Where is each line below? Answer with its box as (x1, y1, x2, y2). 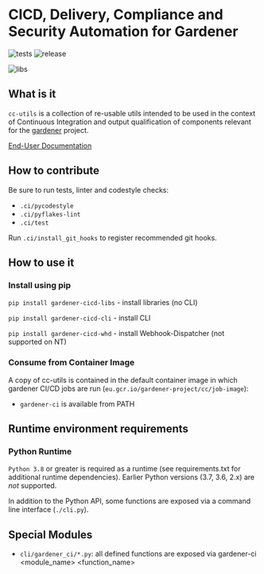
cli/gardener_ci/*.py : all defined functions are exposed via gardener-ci (19, 549, 257, 559)
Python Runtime (8, 446, 72, 457)
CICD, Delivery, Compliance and (8, 6, 224, 24)
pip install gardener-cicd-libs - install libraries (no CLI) (8, 298, 198, 307)
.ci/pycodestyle (19, 201, 74, 210)
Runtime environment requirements (8, 422, 189, 435)
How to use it (8, 256, 75, 269)
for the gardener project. (8, 125, 89, 135)
